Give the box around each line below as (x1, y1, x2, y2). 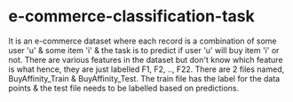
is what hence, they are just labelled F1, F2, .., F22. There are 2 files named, (8, 64, 285, 75)
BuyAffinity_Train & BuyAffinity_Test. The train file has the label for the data (8, 73, 281, 83)
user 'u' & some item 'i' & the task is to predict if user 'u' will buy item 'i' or (8, 44, 280, 55)
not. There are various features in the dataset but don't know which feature (8, 54, 283, 65)
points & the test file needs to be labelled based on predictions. (8, 82, 240, 93)
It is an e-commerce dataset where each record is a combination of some (8, 35, 277, 46)
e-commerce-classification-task (8, 6, 255, 27)
